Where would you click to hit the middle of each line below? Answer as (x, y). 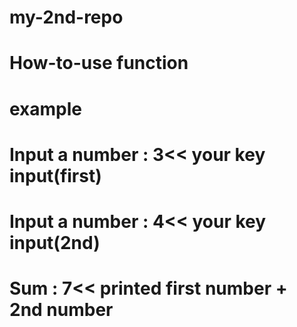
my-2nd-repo (66, 17)
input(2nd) (55, 242)
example (46, 108)
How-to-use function (99, 63)
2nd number (61, 310)
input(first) (55, 175)
